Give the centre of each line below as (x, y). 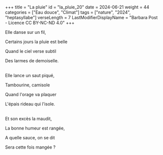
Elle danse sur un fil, (26, 32)
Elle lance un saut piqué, (30, 75)
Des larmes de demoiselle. (32, 61)
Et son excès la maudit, (28, 119)
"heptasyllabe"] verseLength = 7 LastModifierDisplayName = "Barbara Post (81, 17)
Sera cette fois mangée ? (30, 147)
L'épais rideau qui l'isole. (30, 104)
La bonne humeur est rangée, (35, 128)
